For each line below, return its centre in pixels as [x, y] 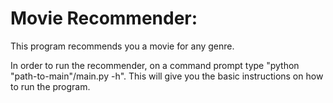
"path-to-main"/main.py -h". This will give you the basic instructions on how [167, 76]
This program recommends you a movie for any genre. [122, 46]
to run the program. [50, 86]
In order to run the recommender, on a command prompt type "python [155, 65]
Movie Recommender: [104, 18]
